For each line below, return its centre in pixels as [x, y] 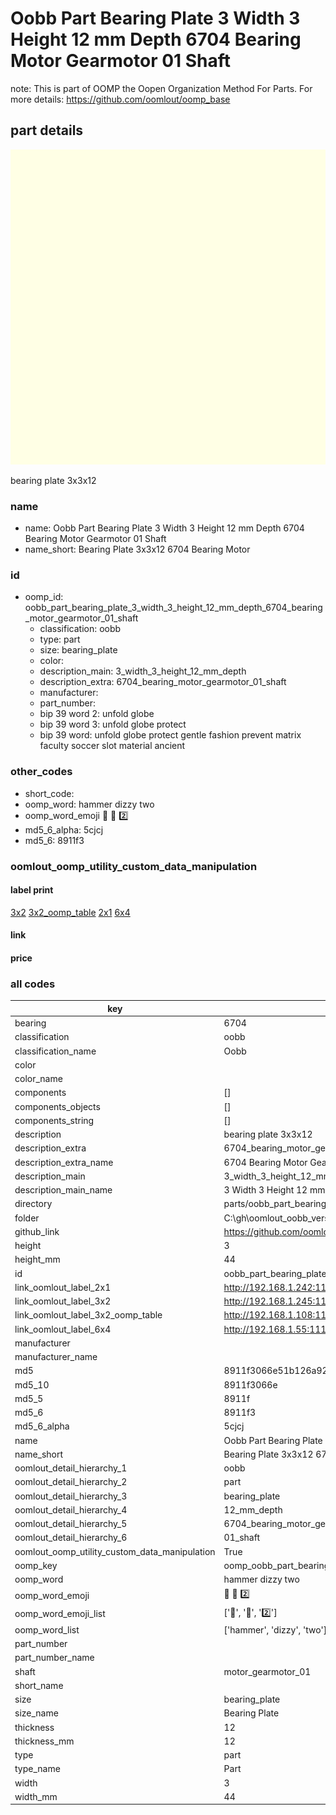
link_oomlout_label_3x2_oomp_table [88, 1315]
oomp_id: [44, 597]
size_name [36, 1713]
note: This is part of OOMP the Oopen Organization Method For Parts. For [161, 88]
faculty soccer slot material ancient [112, 746]
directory [33, 1204]
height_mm [37, 1259]
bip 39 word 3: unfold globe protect [113, 724]
